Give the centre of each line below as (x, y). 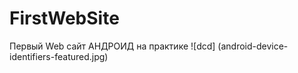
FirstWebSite (64, 18)
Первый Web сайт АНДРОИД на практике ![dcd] (112, 46)
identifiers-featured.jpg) (59, 56)
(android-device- (253, 46)
